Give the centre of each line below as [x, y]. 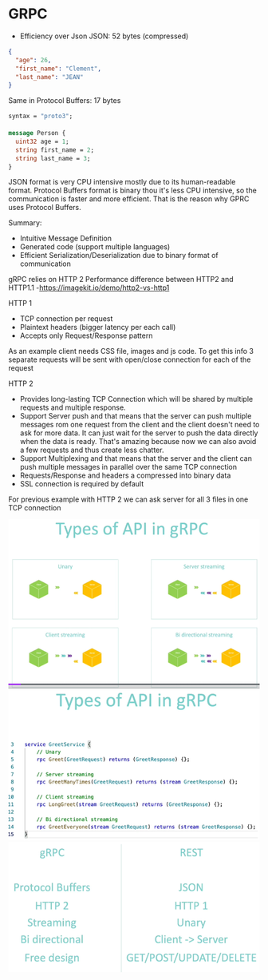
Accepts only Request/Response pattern [86, 335]
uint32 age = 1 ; [42, 141]
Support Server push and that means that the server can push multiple [136, 416]
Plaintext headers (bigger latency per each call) [98, 327]
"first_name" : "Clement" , [59, 69]
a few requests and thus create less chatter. [92, 450]
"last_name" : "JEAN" [49, 77]
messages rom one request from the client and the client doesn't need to [140, 425]
